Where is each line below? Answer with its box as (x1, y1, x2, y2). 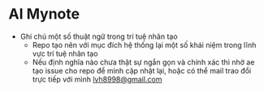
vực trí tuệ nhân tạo (32, 48, 98, 58)
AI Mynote (8, 5, 80, 23)
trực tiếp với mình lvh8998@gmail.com (32, 74, 162, 84)
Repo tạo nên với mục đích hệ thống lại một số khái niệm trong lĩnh (32, 40, 257, 49)
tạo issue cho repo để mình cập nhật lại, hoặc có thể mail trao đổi (32, 65, 252, 75)
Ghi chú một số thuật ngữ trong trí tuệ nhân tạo (19, 31, 178, 41)
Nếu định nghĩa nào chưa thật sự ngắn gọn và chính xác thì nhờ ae (32, 57, 255, 67)
